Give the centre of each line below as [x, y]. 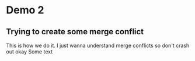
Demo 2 [25, 10]
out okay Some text [29, 52]
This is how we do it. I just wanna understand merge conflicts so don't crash [98, 45]
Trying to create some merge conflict [75, 32]
